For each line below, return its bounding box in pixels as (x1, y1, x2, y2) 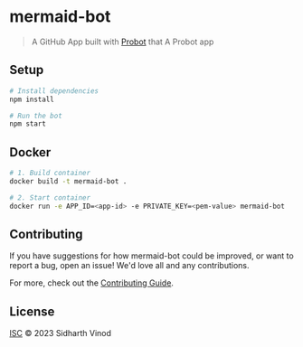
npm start (9, 119, 47, 128)
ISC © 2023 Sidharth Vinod (9, 328, 111, 339)
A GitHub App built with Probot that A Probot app (31, 36, 214, 47)
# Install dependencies (9, 86, 99, 96)
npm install (9, 95, 54, 104)
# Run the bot (9, 111, 63, 120)
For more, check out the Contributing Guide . (9, 277, 175, 288)
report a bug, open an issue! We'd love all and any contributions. (9, 260, 251, 271)
